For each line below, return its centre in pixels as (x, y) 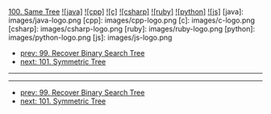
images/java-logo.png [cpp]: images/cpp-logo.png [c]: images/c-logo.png (132, 20)
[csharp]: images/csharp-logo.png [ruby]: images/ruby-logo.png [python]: (132, 29)
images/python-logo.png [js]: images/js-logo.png (90, 37)
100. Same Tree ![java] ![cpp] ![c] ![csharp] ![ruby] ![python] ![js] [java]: (126, 12)
